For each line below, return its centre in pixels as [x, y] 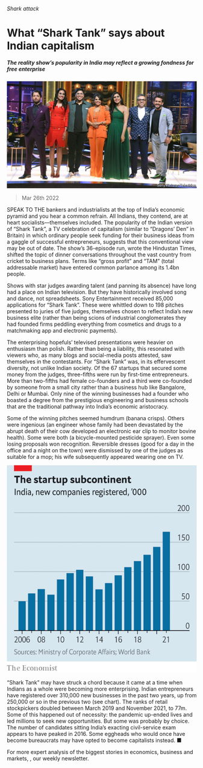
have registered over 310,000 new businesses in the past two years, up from [102, 695]
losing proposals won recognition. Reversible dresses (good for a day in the [101, 444]
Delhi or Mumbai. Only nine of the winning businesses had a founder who [98, 394]
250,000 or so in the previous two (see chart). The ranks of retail [87, 702]
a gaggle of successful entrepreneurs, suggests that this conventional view [100, 242]
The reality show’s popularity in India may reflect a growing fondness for [101, 63]
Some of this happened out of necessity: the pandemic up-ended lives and [100, 714]
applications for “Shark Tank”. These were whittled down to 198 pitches [95, 305]
